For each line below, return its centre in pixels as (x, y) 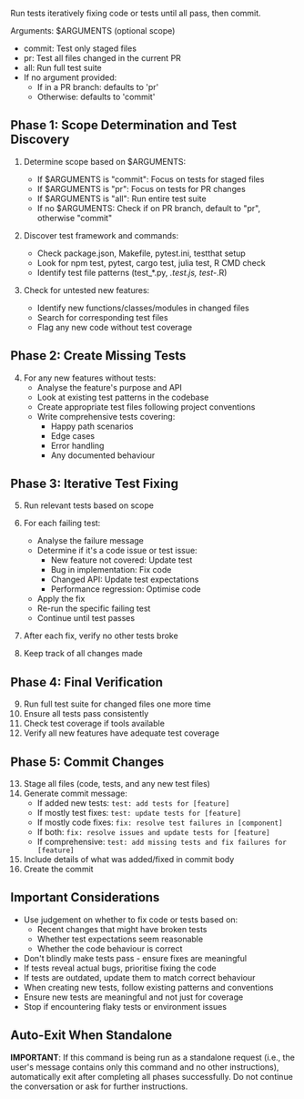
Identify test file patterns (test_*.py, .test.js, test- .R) (132, 272)
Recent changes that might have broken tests (122, 929)
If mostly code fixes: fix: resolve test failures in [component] (160, 822)
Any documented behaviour (103, 455)
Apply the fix (61, 599)
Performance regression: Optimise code (126, 589)
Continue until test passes (86, 618)
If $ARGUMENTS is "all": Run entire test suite (122, 198)
